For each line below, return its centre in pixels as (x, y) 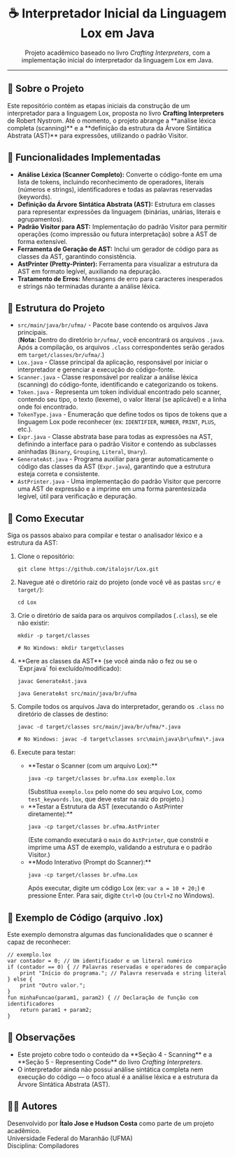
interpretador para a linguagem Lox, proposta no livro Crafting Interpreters (116, 113)
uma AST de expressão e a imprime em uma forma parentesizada (112, 489)
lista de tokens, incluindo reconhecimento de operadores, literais (111, 182)
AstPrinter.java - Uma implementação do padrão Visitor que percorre (119, 482)
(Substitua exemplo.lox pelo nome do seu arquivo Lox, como (115, 792)
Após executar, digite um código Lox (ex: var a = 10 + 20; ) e (116, 888)
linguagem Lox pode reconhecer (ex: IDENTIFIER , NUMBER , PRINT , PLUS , (116, 422)
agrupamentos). (41, 219)
